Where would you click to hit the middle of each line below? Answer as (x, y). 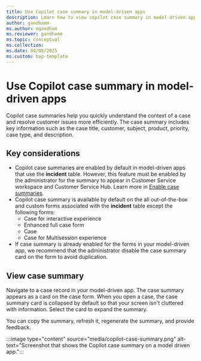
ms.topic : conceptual (33, 40)
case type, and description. (40, 134)
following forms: (35, 212)
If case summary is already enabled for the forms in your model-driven (102, 244)
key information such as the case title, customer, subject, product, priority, (98, 128)
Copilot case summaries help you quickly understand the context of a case (98, 115)
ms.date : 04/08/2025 (32, 51)
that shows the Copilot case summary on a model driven (120, 345)
